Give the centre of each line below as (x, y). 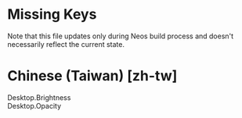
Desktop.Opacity (34, 105)
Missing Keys (52, 14)
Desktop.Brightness (39, 97)
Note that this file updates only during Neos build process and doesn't (121, 36)
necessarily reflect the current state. (66, 44)
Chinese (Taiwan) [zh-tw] (92, 76)
